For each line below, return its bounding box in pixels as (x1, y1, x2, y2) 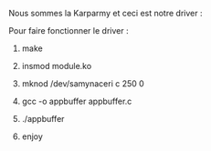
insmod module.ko (21, 61, 92, 71)
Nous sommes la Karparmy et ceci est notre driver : (8, 8, 203, 18)
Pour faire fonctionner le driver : (8, 25, 129, 35)
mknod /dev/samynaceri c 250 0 (21, 78, 145, 89)
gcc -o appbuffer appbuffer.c (21, 96, 132, 106)
